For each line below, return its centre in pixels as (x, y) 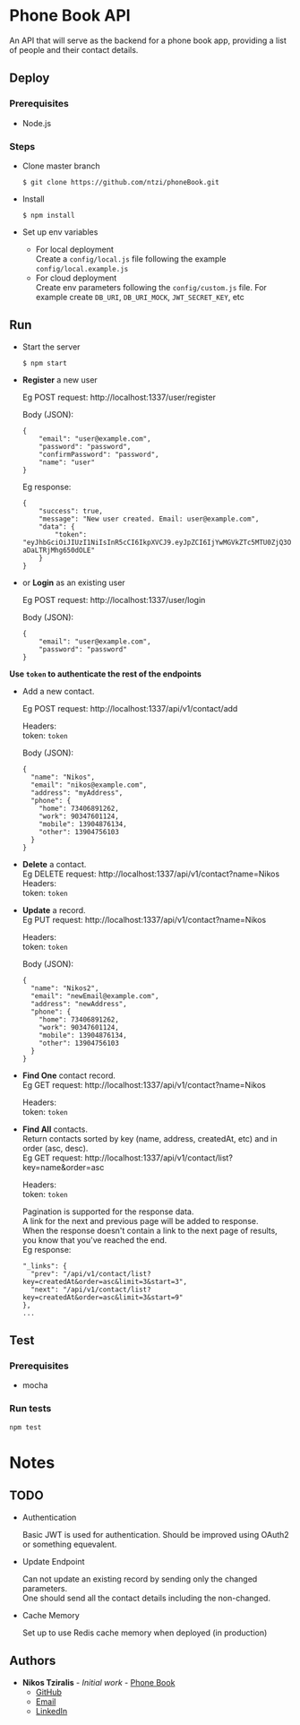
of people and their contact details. (74, 49)
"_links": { (44, 1266)
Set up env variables (60, 232)
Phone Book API (70, 16)
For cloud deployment (76, 278)
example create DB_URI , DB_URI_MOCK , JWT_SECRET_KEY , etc (140, 297)
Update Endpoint (53, 1561)
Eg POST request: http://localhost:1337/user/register (119, 397)
